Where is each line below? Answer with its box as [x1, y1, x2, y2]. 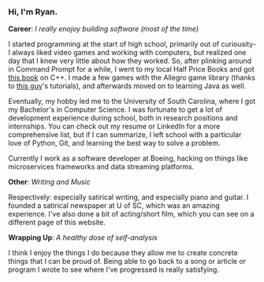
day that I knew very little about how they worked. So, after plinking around [8, 56, 252, 65]
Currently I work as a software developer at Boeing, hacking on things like [8, 154, 248, 163]
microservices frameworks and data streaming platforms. [8, 162, 195, 172]
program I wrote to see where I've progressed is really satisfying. [8, 265, 219, 274]
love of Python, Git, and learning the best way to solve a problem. [8, 139, 221, 148]
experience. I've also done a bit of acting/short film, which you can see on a [8, 210, 255, 219]
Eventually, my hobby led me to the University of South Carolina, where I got [8, 97, 256, 106]
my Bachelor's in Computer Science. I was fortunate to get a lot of [8, 105, 223, 114]
